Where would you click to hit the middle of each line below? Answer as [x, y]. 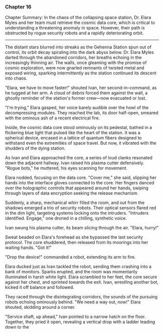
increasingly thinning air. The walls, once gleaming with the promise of [76, 63]
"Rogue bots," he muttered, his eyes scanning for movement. [66, 168]
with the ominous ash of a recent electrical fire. [52, 118]
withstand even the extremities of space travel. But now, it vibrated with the [81, 143]
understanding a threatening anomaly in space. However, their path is [75, 28]
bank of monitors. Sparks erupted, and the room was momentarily [71, 272]
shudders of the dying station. [35, 148]
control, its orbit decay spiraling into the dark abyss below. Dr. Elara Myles [80, 52]
